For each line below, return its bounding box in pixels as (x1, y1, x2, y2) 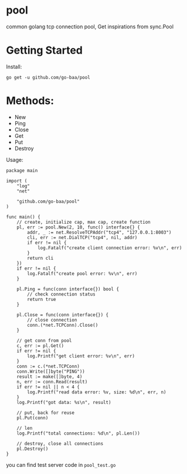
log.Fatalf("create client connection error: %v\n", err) (37, 245, 182, 251)
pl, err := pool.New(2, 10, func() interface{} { (16, 224, 141, 230)
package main (6, 167, 38, 174)
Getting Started (6, 44, 83, 57)
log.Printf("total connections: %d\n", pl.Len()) (16, 430, 141, 436)
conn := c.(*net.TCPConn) (16, 363, 80, 369)
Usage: (6, 156, 23, 163)
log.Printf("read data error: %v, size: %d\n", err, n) (27, 389, 166, 395)
